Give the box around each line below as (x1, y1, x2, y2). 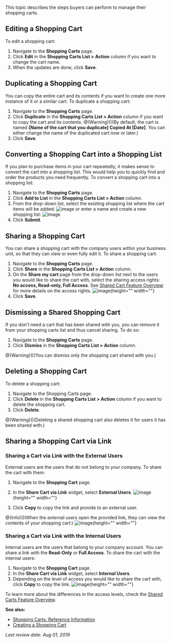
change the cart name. (12, 59, 61, 65)
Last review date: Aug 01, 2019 (5, 631, 70, 638)
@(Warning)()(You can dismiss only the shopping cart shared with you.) (5, 352, 156, 358)
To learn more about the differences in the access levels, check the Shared (5, 591, 163, 597)
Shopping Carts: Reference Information (12, 616, 95, 623)
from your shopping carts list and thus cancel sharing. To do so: (5, 327, 140, 333)
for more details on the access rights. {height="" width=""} (12, 288, 155, 294)
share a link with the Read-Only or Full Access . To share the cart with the (5, 549, 160, 556)
